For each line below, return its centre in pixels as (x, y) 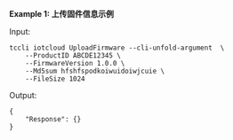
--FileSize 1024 (56, 79)
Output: (23, 95)
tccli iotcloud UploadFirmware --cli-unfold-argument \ (117, 48)
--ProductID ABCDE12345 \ (73, 56)
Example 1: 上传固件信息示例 (61, 14)
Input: (20, 31)
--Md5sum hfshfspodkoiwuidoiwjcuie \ (95, 71)
